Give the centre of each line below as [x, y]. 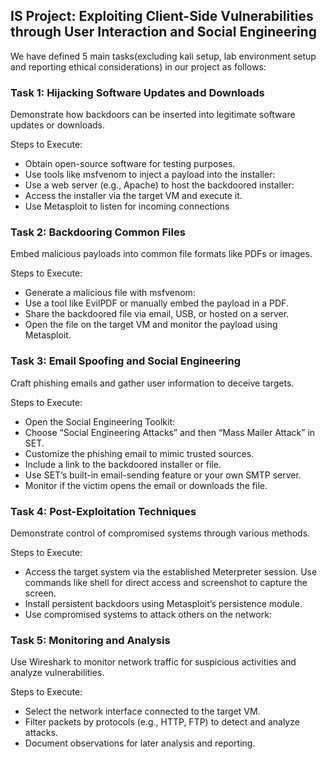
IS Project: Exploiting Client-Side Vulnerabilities [162, 16]
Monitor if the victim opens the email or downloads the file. [146, 485]
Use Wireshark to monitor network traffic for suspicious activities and [153, 662]
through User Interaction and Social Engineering [163, 32]
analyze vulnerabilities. [57, 673]
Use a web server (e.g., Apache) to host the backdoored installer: [159, 185]
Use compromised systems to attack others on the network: [148, 614]
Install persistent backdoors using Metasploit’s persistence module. [163, 603]
